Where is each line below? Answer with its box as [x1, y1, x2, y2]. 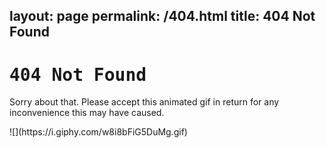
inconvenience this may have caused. [9, 107, 165, 119]
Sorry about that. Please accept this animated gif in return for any [9, 96, 280, 108]
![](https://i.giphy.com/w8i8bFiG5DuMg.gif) [9, 126, 188, 138]
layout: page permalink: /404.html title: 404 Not [9, 8, 316, 25]
